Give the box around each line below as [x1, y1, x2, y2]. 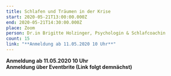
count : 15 [6, 36, 30, 42]
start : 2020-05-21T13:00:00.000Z [6, 14, 88, 20]
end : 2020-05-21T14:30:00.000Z [6, 19, 82, 25]
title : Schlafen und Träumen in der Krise [6, 8, 111, 15]
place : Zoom [6, 25, 35, 31]
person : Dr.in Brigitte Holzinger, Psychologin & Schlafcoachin [6, 30, 166, 36]
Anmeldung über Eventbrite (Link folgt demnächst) [6, 63, 132, 70]
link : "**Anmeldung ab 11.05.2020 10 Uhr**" [6, 42, 116, 47]
